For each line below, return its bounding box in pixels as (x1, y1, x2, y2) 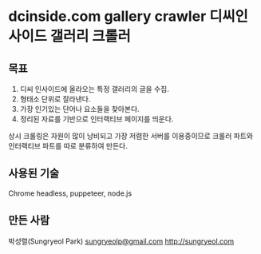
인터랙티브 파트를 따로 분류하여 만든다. (8, 141, 128, 150)
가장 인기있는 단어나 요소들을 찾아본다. (19, 105, 140, 113)
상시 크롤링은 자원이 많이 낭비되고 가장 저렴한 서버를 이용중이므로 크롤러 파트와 (8, 131, 254, 141)
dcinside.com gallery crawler (8, 7, 207, 26)
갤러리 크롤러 (49, 27, 132, 46)
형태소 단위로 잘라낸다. (19, 94, 91, 104)
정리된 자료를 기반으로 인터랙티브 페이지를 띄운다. (19, 114, 174, 124)
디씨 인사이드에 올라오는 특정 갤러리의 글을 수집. (19, 85, 169, 93)
